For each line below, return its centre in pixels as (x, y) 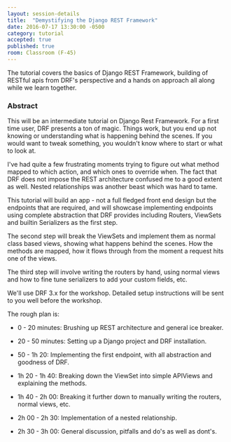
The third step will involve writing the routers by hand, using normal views (114, 272)
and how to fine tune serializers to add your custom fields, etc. (97, 279)
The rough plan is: (33, 314)
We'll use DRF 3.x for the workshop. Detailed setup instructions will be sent (115, 293)
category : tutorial (36, 33)
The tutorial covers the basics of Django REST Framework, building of (108, 72)
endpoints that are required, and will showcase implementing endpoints (110, 208)
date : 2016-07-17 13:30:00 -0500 (56, 27)
